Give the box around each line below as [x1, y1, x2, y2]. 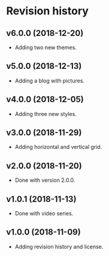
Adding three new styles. [14, 110, 77, 117]
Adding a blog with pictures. [14, 77, 85, 84]
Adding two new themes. [14, 44, 77, 51]
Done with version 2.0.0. [14, 176, 75, 184]
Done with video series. [14, 210, 74, 217]
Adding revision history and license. [14, 243, 104, 250]
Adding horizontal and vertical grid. [14, 144, 102, 151]
